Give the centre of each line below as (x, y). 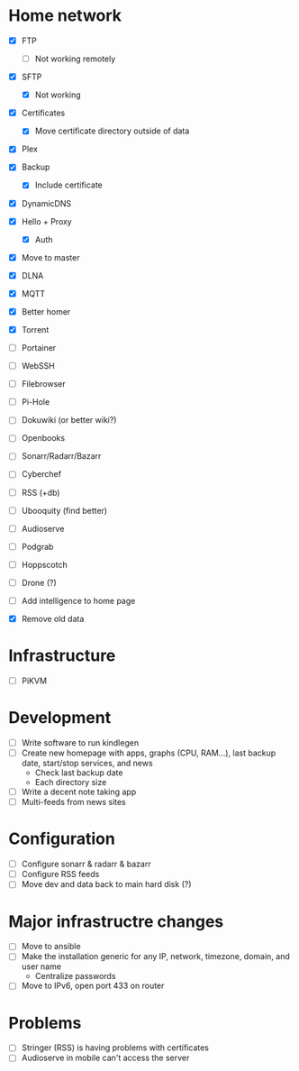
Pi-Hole (36, 402)
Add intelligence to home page (78, 600)
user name (41, 966)
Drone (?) (39, 582)
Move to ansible (51, 947)
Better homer (46, 311)
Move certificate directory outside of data (112, 131)
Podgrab (37, 546)
